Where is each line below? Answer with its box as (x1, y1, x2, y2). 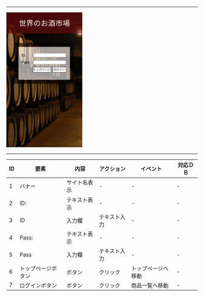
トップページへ (131, 264, 169, 272)
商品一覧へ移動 (131, 281, 169, 289)
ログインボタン (19, 281, 58, 289)
